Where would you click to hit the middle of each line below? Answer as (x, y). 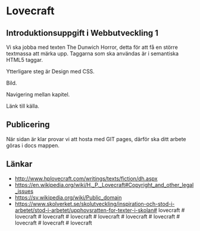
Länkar (19, 164)
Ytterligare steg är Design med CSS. (51, 71)
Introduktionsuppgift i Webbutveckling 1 (82, 33)
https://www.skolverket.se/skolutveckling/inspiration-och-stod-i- (95, 204)
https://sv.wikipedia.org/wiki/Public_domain (68, 197)
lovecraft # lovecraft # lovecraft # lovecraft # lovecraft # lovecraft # (97, 216)
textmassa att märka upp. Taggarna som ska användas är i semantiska (93, 54)
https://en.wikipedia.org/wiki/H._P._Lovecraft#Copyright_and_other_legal (104, 185)
